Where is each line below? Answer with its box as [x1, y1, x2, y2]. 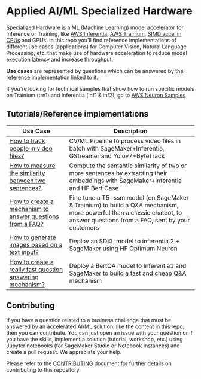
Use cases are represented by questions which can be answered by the [6, 67, 184, 74]
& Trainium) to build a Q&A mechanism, [69, 201, 179, 209]
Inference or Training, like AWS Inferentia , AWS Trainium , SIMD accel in [6, 30, 182, 37]
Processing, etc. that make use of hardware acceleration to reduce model [6, 49, 187, 56]
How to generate [9, 233, 56, 242]
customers [69, 223, 99, 231]
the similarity [9, 169, 45, 177]
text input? [9, 248, 39, 256]
